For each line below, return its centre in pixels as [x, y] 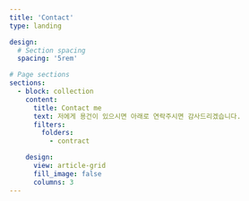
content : [42, 99]
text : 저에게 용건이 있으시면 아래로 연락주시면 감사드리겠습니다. [137, 116]
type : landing [36, 26]
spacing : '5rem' [47, 59]
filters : [49, 125]
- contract [69, 141]
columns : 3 [53, 182]
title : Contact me [67, 108]
